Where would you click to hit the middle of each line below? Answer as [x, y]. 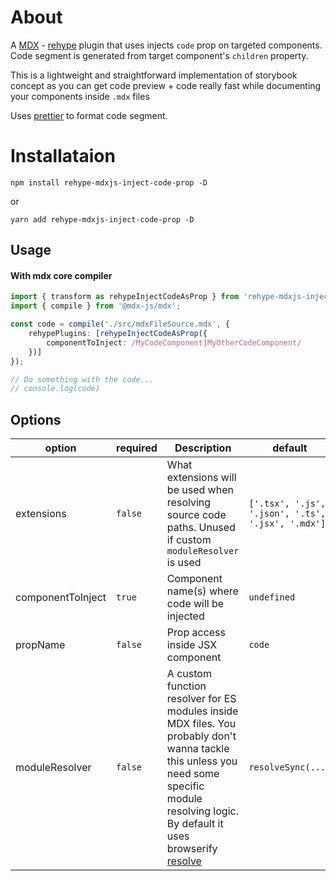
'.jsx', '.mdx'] [287, 524]
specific [185, 786]
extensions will [201, 478]
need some [193, 774]
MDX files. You [201, 724]
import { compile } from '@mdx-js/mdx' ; [96, 306]
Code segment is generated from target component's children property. [159, 55]
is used [184, 563]
